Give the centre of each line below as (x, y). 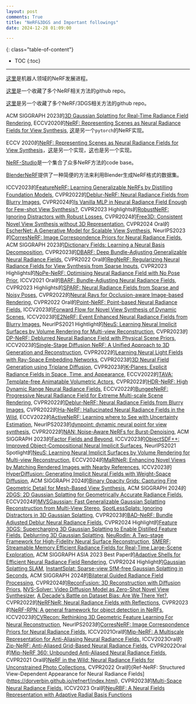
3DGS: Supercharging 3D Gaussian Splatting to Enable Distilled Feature (92, 529)
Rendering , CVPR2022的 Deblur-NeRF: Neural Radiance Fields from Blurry (95, 403)
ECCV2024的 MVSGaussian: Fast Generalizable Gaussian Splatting (86, 502)
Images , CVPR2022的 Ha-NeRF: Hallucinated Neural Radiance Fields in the (95, 410)
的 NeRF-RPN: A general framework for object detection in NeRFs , (85, 610)
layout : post (22, 11)
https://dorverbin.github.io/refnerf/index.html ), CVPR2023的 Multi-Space (95, 681)
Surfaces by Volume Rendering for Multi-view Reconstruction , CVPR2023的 (97, 332)
